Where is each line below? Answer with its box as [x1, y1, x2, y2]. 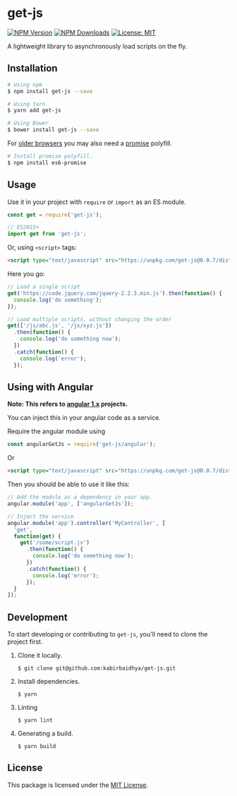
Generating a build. [17, 729, 73, 738]
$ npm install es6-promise [7, 159, 87, 167]
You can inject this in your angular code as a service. [7, 414, 161, 422]
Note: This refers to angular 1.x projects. [7, 400, 128, 409]
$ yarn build [17, 743, 56, 750]
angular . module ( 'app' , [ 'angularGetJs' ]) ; [7, 500, 134, 507]
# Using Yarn [7, 100, 46, 107]
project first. [7, 637, 43, 646]
